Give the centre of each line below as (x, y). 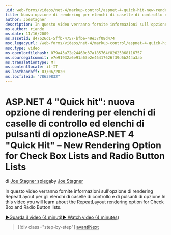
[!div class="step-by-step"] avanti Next (58, 227)
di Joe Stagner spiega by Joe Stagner (44, 181)
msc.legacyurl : (21, 43)
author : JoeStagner (26, 19)
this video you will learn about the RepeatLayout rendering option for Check (85, 202)
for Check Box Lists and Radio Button (85, 156)
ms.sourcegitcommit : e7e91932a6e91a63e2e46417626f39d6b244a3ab (74, 57)
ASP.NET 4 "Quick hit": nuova (70, 102)
